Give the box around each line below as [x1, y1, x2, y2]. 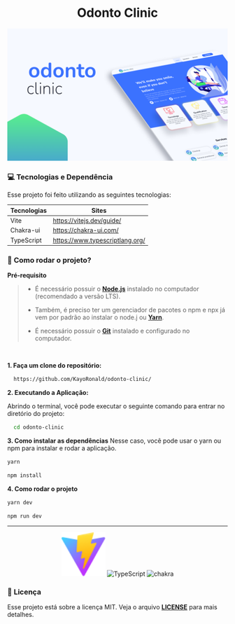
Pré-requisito [7, 271, 47, 279]
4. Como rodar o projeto [7, 485, 78, 493]
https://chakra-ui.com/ [52, 226, 119, 235]
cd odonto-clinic [13, 424, 64, 431]
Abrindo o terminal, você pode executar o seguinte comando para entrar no [7, 402, 225, 410]
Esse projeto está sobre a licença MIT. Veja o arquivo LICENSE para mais [7, 603, 218, 611]
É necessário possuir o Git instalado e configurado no [34, 327, 190, 335]
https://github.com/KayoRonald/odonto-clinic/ [13, 376, 152, 383]
